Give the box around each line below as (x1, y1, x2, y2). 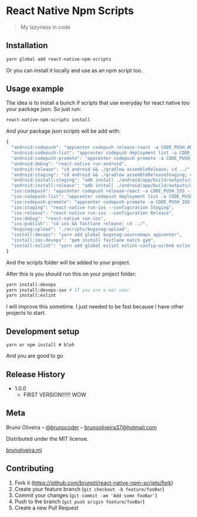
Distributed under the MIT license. (6, 435, 89, 442)
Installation (6, 41, 48, 51)
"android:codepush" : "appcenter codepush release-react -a (11, 145, 159, 150)
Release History (6, 369, 66, 380)
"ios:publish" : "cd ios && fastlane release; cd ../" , (11, 221, 148, 227)
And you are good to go (6, 352, 63, 360)
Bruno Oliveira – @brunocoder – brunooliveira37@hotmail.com (6, 424, 157, 431)
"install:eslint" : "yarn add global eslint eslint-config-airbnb (11, 243, 175, 249)
